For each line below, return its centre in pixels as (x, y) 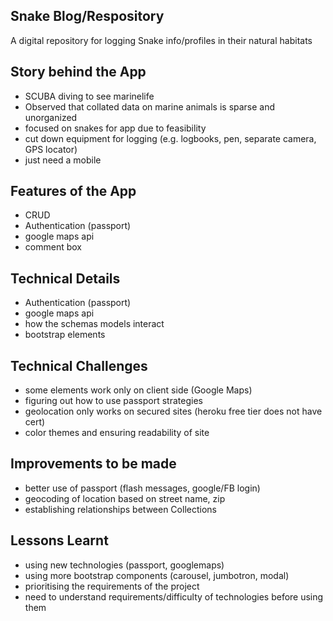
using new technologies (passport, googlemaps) (124, 565)
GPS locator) (51, 149)
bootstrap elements (65, 335)
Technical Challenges (79, 365)
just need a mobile (63, 160)
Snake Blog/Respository (87, 16)
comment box (53, 247)
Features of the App (73, 191)
